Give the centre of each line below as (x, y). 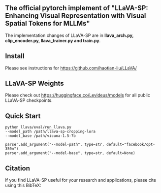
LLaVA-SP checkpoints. (29, 100)
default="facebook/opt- (131, 145)
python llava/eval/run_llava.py (38, 128)
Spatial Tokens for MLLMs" (48, 23)
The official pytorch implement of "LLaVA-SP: (77, 8)
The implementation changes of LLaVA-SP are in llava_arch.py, (69, 35)
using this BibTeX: (23, 185)
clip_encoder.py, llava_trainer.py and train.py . (53, 40)
